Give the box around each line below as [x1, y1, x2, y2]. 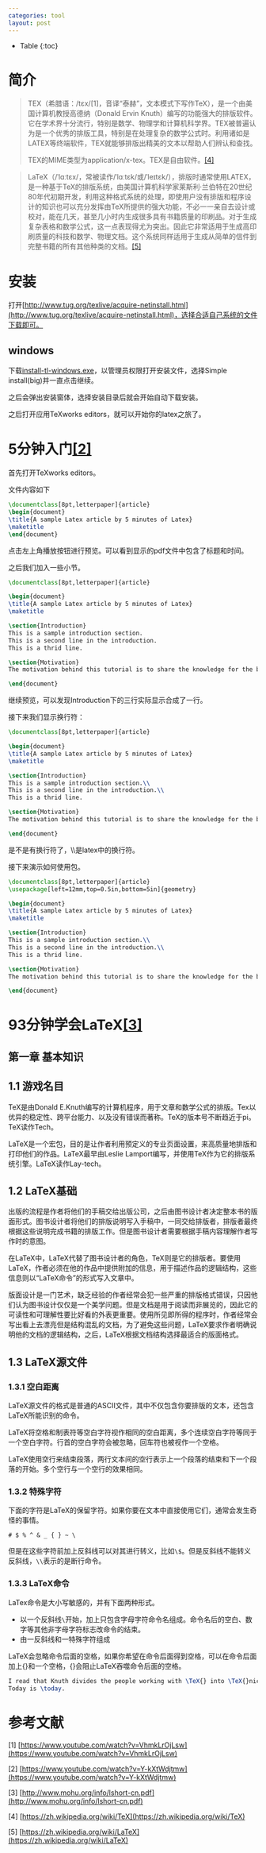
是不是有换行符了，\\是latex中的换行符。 [8, 845, 140, 855]
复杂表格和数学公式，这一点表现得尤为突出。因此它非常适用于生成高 [27, 222, 250, 231]
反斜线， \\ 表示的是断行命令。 [8, 1556, 106, 1565]
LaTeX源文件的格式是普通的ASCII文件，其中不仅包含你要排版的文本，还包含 [8, 1401, 255, 1411]
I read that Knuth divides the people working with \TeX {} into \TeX [8, 1677, 243, 1685]
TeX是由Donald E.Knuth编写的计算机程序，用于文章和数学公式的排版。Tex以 [8, 1102, 256, 1112]
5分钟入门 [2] [8, 440, 93, 458]
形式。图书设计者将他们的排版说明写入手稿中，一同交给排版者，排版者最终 [14, 1217, 258, 1226]
